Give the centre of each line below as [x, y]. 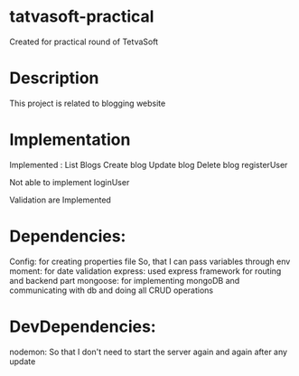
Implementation [70, 140]
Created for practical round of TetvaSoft [84, 42]
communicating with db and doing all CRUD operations [112, 290]
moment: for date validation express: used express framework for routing [145, 271]
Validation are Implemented [60, 200]
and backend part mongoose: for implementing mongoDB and [125, 280]
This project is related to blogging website [88, 103]
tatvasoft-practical [82, 17]
